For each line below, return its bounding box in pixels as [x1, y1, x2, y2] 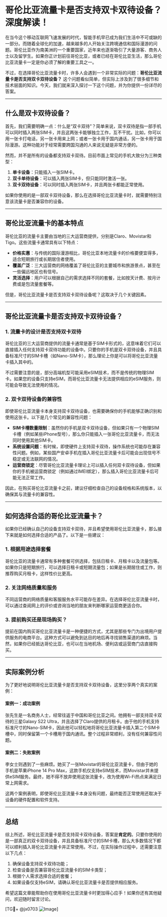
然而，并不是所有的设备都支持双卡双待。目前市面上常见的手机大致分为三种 [5, 152, 158, 158]
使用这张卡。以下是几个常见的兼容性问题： [5, 414, 92, 420]
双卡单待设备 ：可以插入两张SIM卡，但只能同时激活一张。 [12, 175, 130, 181]
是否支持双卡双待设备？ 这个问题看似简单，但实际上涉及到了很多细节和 [13, 76, 159, 82]
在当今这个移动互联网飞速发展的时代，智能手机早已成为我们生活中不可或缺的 [5, 34, 162, 40]
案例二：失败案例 [5, 749, 40, 755]
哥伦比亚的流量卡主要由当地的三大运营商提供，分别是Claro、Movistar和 [5, 233, 152, 239]
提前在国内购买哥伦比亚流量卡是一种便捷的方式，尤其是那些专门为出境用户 [5, 628, 158, 634]
